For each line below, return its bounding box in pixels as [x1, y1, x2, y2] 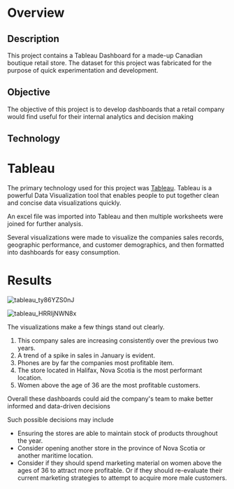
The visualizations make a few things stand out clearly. [7, 323, 166, 332]
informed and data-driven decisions [7, 402, 110, 411]
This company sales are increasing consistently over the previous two [17, 336, 219, 345]
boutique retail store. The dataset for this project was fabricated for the [7, 59, 212, 67]
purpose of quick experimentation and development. [7, 66, 159, 74]
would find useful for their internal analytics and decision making [7, 112, 193, 120]
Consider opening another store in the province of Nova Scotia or [17, 444, 206, 453]
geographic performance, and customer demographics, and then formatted [7, 241, 225, 249]
